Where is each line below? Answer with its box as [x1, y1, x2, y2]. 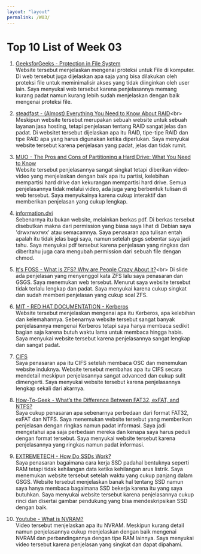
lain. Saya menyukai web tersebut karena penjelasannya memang [15, 85, 177, 93]
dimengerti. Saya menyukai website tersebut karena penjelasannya [15, 379, 181, 386]
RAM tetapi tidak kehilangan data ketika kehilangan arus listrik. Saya [15, 466, 183, 473]
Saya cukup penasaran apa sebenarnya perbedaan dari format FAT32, [15, 409, 189, 417]
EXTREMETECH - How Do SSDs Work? [15, 453, 111, 460]
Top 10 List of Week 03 [7, 40, 122, 54]
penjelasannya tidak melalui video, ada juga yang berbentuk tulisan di [15, 185, 187, 193]
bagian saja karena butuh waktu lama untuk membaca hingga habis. [15, 328, 184, 336]
